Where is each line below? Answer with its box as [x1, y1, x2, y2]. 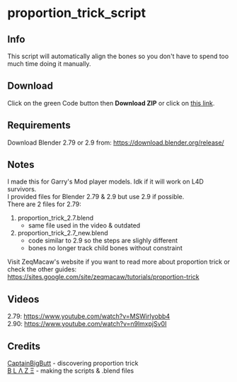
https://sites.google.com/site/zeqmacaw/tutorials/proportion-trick [7, 273, 200, 281]
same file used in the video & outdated [28, 221, 141, 230]
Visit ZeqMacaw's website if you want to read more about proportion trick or [7, 257, 231, 266]
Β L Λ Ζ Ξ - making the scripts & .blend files [7, 366, 134, 375]
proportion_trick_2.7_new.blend [17, 229, 108, 237]
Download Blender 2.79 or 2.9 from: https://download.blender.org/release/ [7, 138, 224, 147]
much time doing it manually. [7, 60, 91, 68]
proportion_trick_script [7, 5, 146, 21]
